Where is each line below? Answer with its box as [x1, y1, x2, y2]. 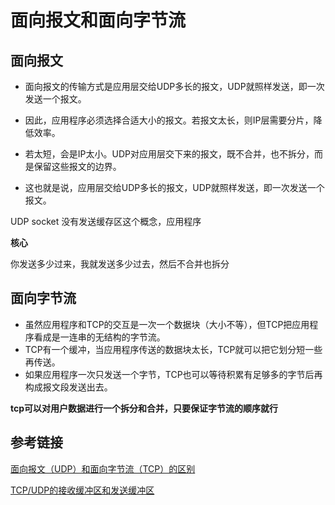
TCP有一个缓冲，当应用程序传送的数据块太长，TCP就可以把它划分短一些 [24, 343, 323, 355]
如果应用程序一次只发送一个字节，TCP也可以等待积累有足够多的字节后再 [24, 368, 323, 380]
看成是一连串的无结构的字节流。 [33, 331, 166, 343]
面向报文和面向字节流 [10, 9, 187, 32]
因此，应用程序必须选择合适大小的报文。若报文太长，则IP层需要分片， [24, 114, 314, 126]
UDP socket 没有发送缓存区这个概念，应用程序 [10, 216, 202, 227]
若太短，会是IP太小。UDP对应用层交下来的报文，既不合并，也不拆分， [24, 148, 315, 160]
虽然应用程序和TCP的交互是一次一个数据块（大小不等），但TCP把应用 [24, 318, 310, 330]
